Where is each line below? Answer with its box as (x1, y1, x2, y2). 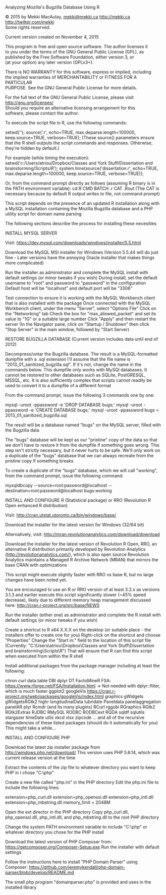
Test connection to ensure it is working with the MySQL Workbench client (5, 295, 155, 300)
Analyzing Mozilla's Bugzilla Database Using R (5, 4, 100, 10)
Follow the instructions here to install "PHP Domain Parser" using (5, 859, 138, 865)
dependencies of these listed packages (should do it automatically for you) (5, 720, 158, 725)
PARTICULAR (5, 79, 32, 85)
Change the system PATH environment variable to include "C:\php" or (5, 824, 148, 830)
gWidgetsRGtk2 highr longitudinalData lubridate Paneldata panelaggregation (5, 699, 161, 705)
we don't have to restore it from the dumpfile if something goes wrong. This (5, 442, 160, 448)
